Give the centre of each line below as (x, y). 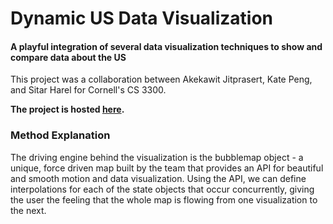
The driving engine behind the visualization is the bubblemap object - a (157, 157)
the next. (28, 210)
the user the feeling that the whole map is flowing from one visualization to (164, 199)
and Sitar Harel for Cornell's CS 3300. (88, 90)
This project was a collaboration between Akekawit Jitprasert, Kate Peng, (161, 79)
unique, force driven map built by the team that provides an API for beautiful (167, 168)
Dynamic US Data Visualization (141, 18)
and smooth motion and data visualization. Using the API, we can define (158, 178)
